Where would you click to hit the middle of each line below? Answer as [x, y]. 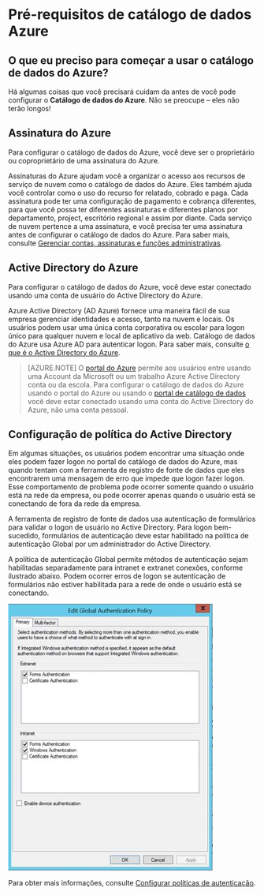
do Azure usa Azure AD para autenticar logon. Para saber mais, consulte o [129, 344]
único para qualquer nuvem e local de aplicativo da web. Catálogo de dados [132, 335]
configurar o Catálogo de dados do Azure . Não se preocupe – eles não [124, 100]
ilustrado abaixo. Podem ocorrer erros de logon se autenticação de [117, 576]
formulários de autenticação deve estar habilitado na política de [145, 536]
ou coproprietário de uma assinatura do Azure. [84, 160]
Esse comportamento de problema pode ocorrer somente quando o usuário [131, 487]
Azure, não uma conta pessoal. [78, 410]
